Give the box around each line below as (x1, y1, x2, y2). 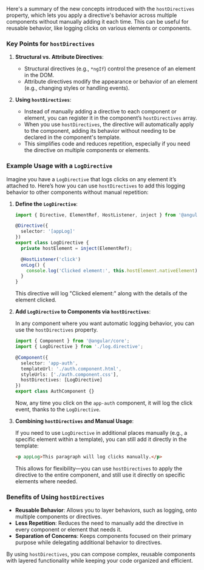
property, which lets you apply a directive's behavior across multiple (6, 12, 177, 19)
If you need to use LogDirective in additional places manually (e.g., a (15, 429, 188, 437)
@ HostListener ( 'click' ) (21, 256, 81, 263)
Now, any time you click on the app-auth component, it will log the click (15, 400, 193, 407)
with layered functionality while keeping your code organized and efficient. (6, 557, 193, 565)
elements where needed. (15, 477, 78, 485)
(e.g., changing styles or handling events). (24, 84, 130, 92)
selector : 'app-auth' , (21, 360, 78, 366)
